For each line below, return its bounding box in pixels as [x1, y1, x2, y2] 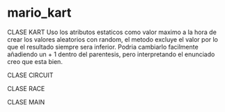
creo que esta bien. [7, 57, 63, 65]
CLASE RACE [7, 84, 45, 93]
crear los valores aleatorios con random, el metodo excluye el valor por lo [7, 35, 218, 43]
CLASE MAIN [7, 97, 45, 106]
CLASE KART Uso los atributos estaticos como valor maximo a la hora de [7, 28, 217, 36]
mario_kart [7, 5, 72, 21]
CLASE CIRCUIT [7, 71, 54, 79]
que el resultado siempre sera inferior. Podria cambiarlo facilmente [7, 42, 199, 51]
